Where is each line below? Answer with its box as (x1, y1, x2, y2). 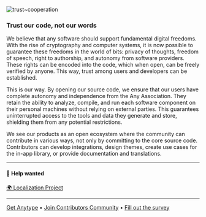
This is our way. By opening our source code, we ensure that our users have (6, 86, 199, 93)
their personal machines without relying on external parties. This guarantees (6, 105, 199, 113)
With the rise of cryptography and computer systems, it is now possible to (6, 42, 193, 49)
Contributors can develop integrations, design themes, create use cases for (6, 143, 197, 151)
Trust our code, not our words (6, 21, 97, 29)
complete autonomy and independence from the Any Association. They (6, 93, 187, 100)
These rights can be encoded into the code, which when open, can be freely (6, 61, 200, 69)
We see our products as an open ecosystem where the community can (6, 131, 185, 138)
